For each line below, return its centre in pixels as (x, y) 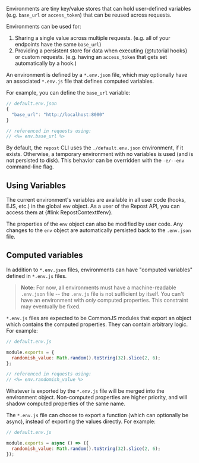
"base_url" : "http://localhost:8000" (58, 115)
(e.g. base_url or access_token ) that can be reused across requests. (89, 15)
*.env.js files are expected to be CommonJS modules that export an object (99, 318)
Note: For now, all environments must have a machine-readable (98, 287)
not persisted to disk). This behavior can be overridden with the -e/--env (95, 161)
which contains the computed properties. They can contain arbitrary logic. (97, 324)
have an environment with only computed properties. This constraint (104, 300)
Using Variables (36, 185)
